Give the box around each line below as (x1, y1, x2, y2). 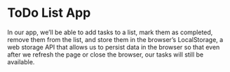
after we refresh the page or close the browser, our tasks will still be (7, 50, 204, 59)
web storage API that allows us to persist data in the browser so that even (7, 43, 220, 51)
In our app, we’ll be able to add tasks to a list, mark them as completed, (7, 28, 213, 36)
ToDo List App (7, 5, 91, 21)
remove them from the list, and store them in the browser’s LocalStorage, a (7, 35, 224, 43)
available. (7, 57, 35, 66)
